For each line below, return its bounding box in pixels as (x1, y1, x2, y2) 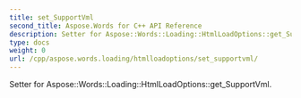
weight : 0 (9, 46, 47, 55)
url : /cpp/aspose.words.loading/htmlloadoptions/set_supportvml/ (9, 54, 258, 63)
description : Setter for (9, 29, 102, 38)
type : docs (9, 37, 50, 47)
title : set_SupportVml (9, 12, 94, 22)
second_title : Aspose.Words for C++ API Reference (9, 21, 202, 30)
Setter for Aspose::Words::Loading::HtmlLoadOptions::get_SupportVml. (9, 79, 272, 89)
